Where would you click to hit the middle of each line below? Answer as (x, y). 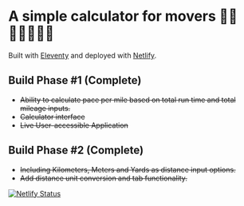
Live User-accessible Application (74, 125)
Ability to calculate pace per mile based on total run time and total (128, 100)
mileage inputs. (45, 108)
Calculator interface (52, 117)
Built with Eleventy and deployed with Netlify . (83, 55)
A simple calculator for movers (112, 16)
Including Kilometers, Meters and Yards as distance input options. (128, 169)
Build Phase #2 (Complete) (76, 151)
